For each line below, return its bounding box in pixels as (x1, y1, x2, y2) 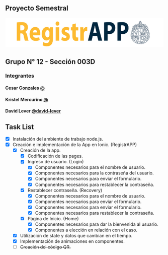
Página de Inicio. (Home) (27, 215, 79, 221)
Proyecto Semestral (5, 4, 69, 13)
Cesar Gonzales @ (5, 85, 45, 91)
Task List (5, 122, 34, 131)
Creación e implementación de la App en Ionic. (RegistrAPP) (12, 142, 137, 148)
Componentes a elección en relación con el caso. (35, 227, 137, 233)
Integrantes (5, 73, 34, 80)
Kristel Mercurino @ (5, 96, 49, 102)
